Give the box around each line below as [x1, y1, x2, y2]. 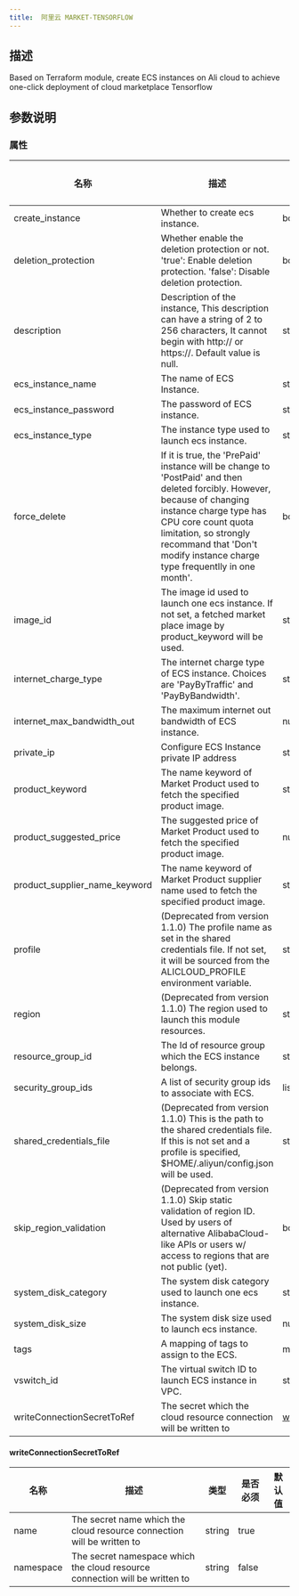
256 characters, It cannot [160, 324, 268, 337]
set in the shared [160, 932, 231, 945]
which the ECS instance [160, 1050, 261, 1063]
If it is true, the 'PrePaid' [160, 449, 261, 461]
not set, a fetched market [160, 608, 266, 621]
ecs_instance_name [13, 378, 97, 390]
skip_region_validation [13, 1222, 107, 1234]
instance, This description [160, 302, 270, 314]
